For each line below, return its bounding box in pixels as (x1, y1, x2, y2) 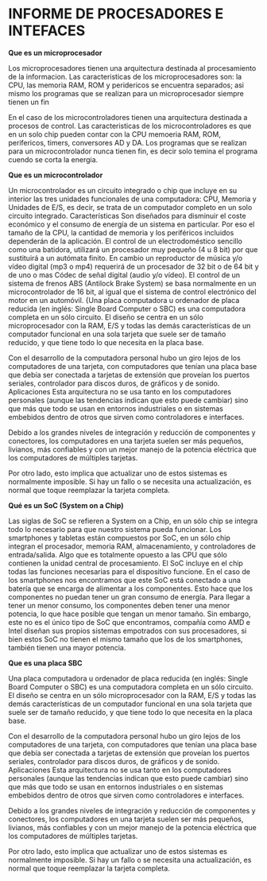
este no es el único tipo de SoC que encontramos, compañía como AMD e (8, 617, 250, 627)
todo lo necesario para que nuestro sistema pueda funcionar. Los (8, 524, 222, 534)
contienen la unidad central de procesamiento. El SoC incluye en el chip (8, 558, 244, 568)
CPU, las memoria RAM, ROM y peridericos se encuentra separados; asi (8, 80, 245, 90)
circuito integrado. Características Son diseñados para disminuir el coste (8, 211, 246, 220)
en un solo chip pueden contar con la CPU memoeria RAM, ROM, (8, 129, 221, 139)
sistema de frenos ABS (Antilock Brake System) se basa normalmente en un (8, 278, 257, 288)
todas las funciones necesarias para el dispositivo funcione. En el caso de (8, 566, 250, 576)
